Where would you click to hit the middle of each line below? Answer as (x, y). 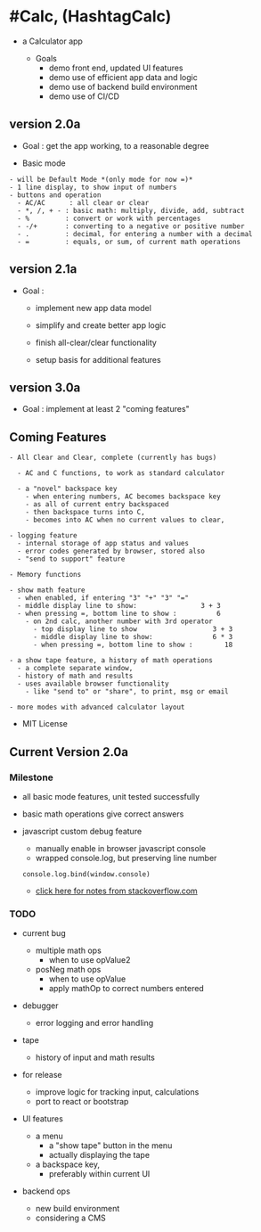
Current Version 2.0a (69, 752)
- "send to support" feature (71, 559)
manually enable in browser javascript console (121, 848)
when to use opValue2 (90, 960)
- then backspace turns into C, (85, 513)
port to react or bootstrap (82, 1102)
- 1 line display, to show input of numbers (93, 187)
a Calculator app (52, 41)
